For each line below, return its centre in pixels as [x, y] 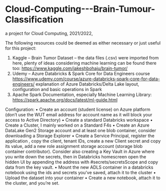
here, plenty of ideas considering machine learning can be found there [84, 63]
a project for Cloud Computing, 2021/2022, [49, 33]
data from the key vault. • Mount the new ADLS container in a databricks [79, 167]
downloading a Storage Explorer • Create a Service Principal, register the [80, 136]
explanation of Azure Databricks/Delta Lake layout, [87, 84]
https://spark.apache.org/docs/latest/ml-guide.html [65, 99]
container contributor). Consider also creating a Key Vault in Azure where [80, 151]
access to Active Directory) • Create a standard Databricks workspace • [79, 120]
